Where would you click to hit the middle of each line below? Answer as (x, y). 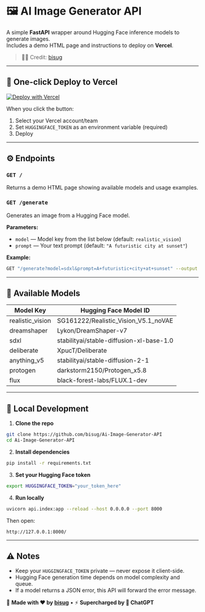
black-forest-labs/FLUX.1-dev (102, 380)
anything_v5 (27, 361)
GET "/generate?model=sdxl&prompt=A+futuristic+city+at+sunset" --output (102, 268)
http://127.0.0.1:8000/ (37, 532)
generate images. (28, 39)
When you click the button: (40, 109)
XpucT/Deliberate (82, 350)
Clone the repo (34, 423)
